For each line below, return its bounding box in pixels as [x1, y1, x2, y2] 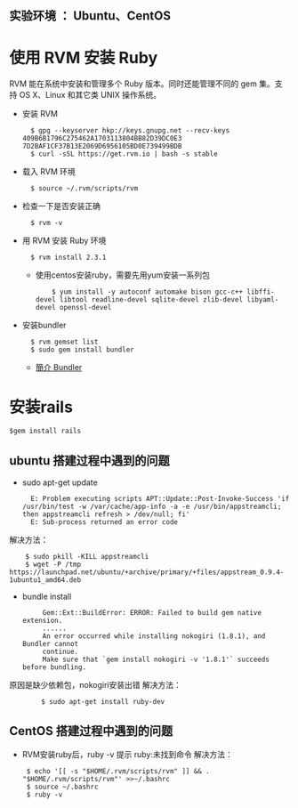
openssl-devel [59, 303, 112, 312]
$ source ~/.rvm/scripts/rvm [30, 184, 139, 193]
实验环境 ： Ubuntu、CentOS [9, 8, 172, 24]
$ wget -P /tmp [25, 560, 82, 570]
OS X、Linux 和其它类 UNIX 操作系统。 [19, 90, 162, 101]
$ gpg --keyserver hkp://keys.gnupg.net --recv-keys [30, 126, 230, 135]
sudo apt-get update [21, 477, 98, 488]
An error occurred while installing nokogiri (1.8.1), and [42, 632, 266, 641]
